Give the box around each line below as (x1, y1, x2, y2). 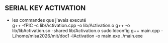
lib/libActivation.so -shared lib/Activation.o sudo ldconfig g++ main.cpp (12, 27, 160, 34)
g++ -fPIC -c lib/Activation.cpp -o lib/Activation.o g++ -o (12, 22, 130, 28)
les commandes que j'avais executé (12, 17, 87, 23)
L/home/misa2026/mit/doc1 (12, 33, 69, 39)
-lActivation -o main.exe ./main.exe (70, 33, 143, 39)
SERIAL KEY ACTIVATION (5, 4, 86, 12)
